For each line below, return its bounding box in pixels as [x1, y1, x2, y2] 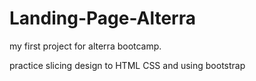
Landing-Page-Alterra [9, 7, 196, 30]
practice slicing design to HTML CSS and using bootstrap [9, 59, 246, 71]
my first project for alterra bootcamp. [9, 40, 162, 52]
